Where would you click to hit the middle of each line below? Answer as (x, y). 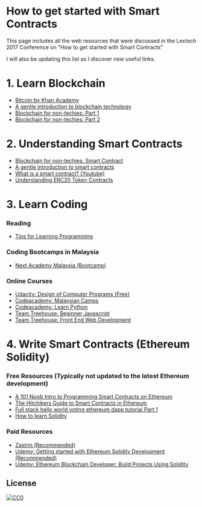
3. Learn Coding (47, 204)
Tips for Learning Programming (54, 237)
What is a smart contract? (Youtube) (60, 173)
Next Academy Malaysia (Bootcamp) (61, 265)
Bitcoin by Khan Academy (47, 100)
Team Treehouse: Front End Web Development (73, 319)
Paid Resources (30, 432)
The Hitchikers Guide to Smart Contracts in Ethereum (81, 403)
